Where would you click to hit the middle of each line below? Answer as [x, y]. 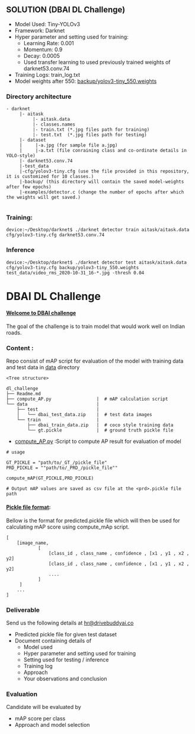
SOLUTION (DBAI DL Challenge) [66, 10]
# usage [16, 452]
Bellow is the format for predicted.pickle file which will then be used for [93, 520]
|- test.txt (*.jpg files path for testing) [89, 135]
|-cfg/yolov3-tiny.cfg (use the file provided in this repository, [104, 171]
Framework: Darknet [40, 30]
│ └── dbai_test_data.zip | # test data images [84, 415]
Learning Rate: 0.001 [49, 43]
